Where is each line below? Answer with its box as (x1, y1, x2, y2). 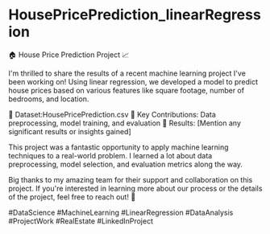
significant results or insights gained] (8, 126, 131, 136)
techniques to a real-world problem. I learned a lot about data (8, 150, 213, 160)
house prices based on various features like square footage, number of (8, 85, 244, 95)
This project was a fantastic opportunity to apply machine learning (8, 142, 229, 152)
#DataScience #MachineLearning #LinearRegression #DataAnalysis (8, 207, 234, 217)
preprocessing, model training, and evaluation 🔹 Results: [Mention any (8, 118, 242, 128)
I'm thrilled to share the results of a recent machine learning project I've (8, 68, 246, 78)
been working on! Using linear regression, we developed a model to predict (8, 76, 259, 86)
